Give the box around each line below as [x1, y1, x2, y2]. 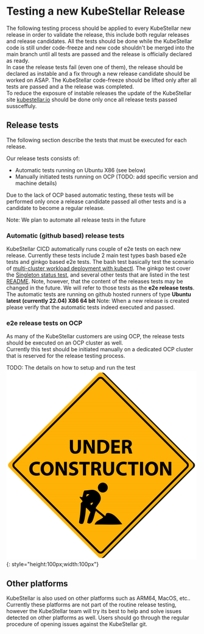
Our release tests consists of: [6, 155, 80, 162]
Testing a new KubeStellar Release [6, 4, 185, 18]
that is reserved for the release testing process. [6, 352, 125, 360]
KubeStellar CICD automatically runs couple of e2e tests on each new [6, 246, 181, 253]
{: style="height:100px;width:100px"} [6, 561, 99, 568]
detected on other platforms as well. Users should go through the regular [6, 614, 189, 621]
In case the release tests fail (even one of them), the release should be [6, 63, 183, 71]
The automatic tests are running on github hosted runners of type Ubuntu [6, 291, 191, 298]
